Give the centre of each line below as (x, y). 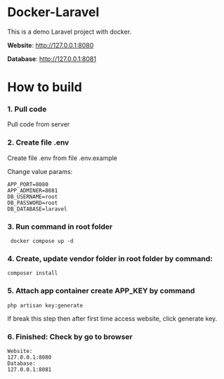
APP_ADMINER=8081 (33, 190)
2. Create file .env (38, 142)
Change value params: (40, 171)
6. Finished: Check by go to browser (70, 336)
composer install (33, 273)
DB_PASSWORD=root (33, 203)
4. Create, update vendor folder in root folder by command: (110, 258)
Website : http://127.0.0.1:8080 (51, 45)
